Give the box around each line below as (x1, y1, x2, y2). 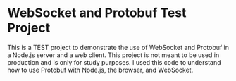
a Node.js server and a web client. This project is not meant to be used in (7, 51, 220, 59)
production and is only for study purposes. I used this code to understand (7, 58, 221, 66)
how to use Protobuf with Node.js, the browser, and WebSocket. (7, 66, 194, 74)
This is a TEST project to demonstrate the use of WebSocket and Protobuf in (7, 43, 230, 51)
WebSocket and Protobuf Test (7, 5, 187, 21)
